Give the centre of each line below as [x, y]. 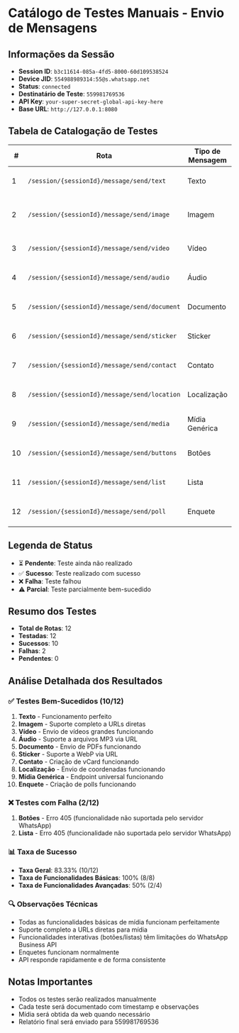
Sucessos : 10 [38, 644]
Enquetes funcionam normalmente [69, 952]
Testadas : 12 [37, 636]
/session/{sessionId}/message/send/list [97, 482]
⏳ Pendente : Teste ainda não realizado [76, 563]
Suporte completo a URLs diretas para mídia [83, 929]
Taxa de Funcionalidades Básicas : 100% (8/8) [87, 878]
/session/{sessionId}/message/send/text [97, 181]
